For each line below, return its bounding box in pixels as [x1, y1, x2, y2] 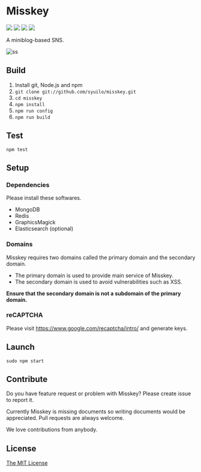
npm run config [14, 108, 53, 114]
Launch [6, 342, 35, 352]
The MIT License [6, 459, 48, 467]
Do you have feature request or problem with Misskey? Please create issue [6, 390, 191, 397]
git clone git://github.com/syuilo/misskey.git [14, 89, 136, 95]
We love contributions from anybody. [6, 426, 98, 433]
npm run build [14, 114, 50, 121]
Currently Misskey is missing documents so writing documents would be [6, 408, 186, 415]
